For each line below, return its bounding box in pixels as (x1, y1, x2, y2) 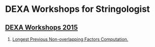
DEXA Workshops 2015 (5, 23, 78, 32)
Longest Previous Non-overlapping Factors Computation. (12, 36, 128, 42)
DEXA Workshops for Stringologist (5, 3, 150, 15)
